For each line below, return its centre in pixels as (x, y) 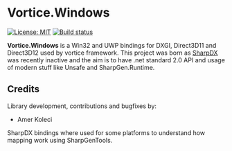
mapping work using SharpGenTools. (60, 140)
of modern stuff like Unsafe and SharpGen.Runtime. (81, 67)
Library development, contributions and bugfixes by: (82, 106)
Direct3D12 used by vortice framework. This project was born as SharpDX (113, 53)
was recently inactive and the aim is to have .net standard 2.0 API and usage (116, 60)
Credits (24, 89)
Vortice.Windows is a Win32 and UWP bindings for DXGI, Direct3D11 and (112, 45)
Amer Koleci (35, 119)
